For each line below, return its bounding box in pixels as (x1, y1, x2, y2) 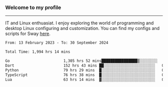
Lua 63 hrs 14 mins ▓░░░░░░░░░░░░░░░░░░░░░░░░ (5, 77, 155, 82)
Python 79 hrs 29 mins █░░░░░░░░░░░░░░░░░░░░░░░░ (5, 67, 155, 72)
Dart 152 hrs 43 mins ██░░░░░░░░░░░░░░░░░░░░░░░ (5, 63, 155, 68)
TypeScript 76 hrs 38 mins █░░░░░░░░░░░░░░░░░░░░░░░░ (5, 72, 155, 77)
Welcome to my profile (5, 4, 61, 11)
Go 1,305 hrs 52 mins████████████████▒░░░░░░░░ (5, 58, 157, 63)
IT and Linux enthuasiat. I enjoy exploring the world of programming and (5, 20, 154, 26)
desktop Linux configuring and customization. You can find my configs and (5, 25, 160, 31)
